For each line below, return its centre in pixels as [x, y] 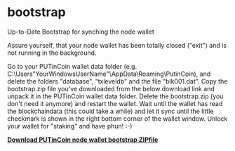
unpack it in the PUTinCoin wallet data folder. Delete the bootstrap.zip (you [115, 96]
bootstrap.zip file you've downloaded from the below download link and [111, 88]
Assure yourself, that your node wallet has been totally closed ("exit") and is [117, 45]
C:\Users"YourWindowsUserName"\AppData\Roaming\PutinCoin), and [109, 74]
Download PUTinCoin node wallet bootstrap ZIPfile [83, 139]
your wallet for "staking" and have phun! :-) [70, 126]
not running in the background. [52, 53]
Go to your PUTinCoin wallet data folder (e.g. [72, 66]
